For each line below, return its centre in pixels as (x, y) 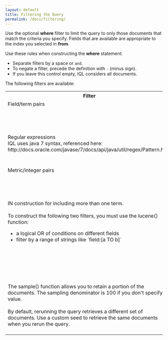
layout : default (22, 10)
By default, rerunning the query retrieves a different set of (75, 311)
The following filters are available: (40, 83)
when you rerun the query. (39, 324)
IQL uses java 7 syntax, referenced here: (55, 143)
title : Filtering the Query (34, 14)
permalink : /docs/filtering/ (35, 19)
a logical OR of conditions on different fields (67, 233)
